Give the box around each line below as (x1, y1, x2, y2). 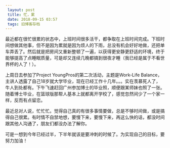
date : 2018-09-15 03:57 (7, 17, 58, 22)
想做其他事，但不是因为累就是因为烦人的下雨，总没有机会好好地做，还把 (9, 42, 160, 48)
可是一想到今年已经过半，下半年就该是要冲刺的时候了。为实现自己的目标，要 (5, 131, 165, 137)
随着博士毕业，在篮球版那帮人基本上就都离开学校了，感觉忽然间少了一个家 (5, 91, 160, 97)
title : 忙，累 (7, 12, 35, 17)
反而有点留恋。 (14, 97, 46, 104)
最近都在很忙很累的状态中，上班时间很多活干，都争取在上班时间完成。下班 (5, 36, 160, 42)
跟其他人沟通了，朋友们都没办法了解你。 (5, 121, 90, 127)
